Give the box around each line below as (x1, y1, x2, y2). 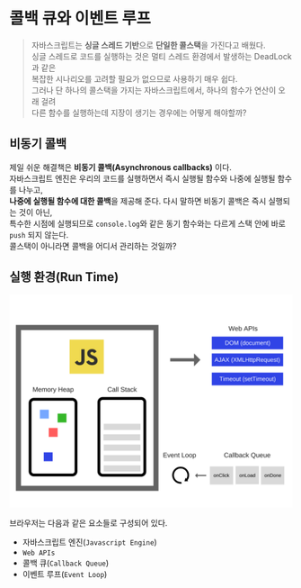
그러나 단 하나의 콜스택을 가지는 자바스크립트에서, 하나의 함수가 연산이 (31, 85, 277, 95)
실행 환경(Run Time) (9, 269, 120, 285)
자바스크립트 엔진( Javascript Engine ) (22, 537, 157, 547)
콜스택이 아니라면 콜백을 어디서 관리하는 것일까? (9, 240, 177, 251)
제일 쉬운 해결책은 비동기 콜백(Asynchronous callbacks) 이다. (9, 161, 232, 172)
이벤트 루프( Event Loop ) (22, 568, 108, 579)
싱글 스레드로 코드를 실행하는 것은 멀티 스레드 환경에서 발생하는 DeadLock (31, 50, 292, 61)
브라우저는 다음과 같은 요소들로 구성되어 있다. (9, 517, 168, 528)
